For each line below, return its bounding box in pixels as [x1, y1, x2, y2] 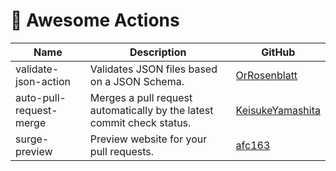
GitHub [261, 45, 296, 59]
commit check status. [89, 115, 192, 129]
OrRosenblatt [235, 68, 298, 82]
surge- [15, 132, 50, 146]
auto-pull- [15, 90, 67, 104]
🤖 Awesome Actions [10, 9, 180, 32]
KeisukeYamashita [235, 103, 321, 117]
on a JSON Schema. [89, 74, 185, 88]
